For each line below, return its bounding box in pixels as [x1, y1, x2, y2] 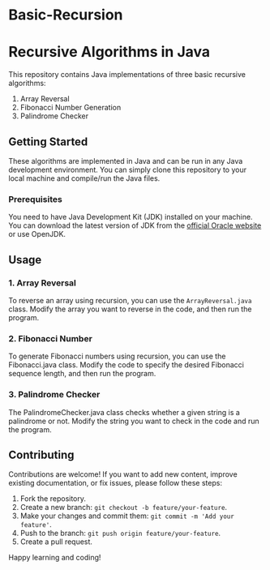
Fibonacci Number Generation [19, 103, 122, 113]
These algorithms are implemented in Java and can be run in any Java [8, 156, 243, 165]
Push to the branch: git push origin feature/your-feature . [19, 529, 221, 538]
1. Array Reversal [8, 277, 77, 289]
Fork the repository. [19, 494, 87, 504]
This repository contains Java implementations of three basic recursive [8, 70, 246, 79]
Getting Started [8, 135, 88, 148]
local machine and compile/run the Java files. [8, 173, 161, 183]
